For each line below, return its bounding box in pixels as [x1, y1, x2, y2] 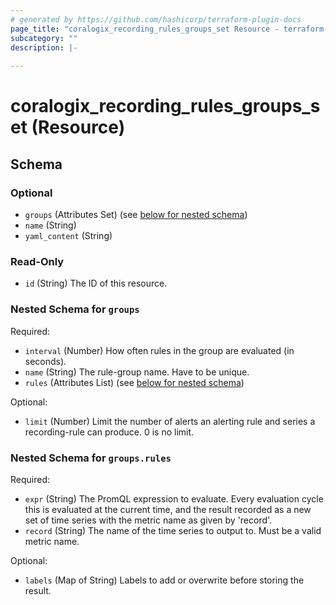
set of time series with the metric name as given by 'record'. [24, 514, 273, 526]
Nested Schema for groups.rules [10, 451, 172, 465]
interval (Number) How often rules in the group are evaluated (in [24, 344, 295, 356]
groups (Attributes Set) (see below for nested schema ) [24, 209, 248, 220]
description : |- [10, 42, 78, 53]
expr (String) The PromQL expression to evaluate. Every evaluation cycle [24, 492, 324, 505]
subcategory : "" [10, 33, 78, 43]
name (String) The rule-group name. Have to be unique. [24, 366, 250, 378]
